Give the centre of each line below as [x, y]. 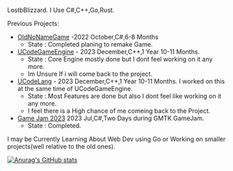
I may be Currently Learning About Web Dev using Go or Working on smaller [116, 139]
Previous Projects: [33, 23]
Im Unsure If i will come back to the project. [90, 74]
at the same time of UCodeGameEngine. [75, 89]
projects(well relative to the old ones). [62, 146]
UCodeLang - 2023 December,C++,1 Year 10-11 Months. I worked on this [121, 81]
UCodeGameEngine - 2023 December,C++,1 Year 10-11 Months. [109, 52]
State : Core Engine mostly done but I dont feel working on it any [120, 59]
